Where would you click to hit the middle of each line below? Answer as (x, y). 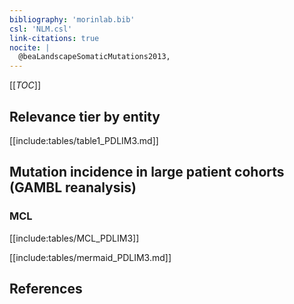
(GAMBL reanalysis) (73, 187)
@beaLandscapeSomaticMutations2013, (94, 57)
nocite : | (30, 47)
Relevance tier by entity (85, 116)
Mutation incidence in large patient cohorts (147, 172)
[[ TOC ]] (25, 85)
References (46, 289)
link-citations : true (54, 38)
